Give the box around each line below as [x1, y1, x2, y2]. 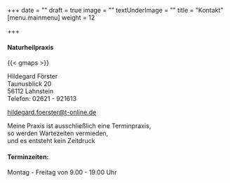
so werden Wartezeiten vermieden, [7, 129, 109, 137]
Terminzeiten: [7, 152, 49, 161]
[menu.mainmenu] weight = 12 [7, 13, 95, 22]
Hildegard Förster [7, 72, 58, 81]
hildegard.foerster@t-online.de [7, 108, 97, 116]
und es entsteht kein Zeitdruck [7, 137, 95, 145]
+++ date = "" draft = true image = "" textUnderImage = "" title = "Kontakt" [7, 6, 224, 14]
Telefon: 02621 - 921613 [7, 95, 77, 103]
